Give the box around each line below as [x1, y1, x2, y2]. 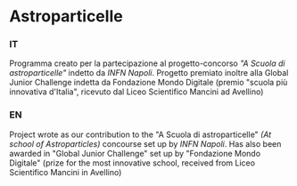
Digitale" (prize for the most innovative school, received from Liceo [9, 158, 256, 168]
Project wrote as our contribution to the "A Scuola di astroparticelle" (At [9, 129, 272, 140]
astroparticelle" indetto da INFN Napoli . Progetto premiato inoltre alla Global [9, 68, 289, 78]
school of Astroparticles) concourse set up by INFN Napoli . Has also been [9, 138, 282, 149]
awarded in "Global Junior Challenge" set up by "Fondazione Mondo [9, 148, 261, 158]
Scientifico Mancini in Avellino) [9, 166, 122, 177]
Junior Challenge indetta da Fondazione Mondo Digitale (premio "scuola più [9, 77, 288, 88]
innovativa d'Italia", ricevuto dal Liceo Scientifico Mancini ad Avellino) [9, 86, 264, 97]
